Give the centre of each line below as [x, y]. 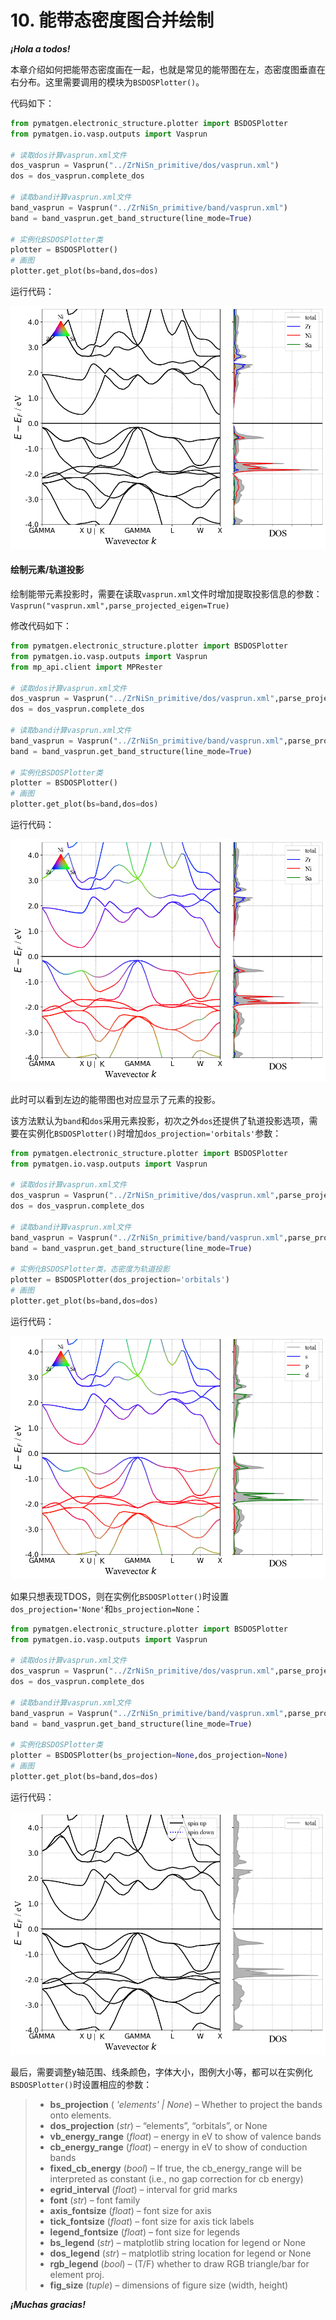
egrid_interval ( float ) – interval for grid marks [143, 2189]
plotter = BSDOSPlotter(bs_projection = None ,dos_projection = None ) [149, 1756]
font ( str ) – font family [95, 2200]
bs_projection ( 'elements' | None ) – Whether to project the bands [186, 2104]
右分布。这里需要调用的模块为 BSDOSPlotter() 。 [107, 82]
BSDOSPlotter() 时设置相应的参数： [81, 2084]
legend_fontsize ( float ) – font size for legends [145, 2232]
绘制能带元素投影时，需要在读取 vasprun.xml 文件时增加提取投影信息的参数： [166, 594]
